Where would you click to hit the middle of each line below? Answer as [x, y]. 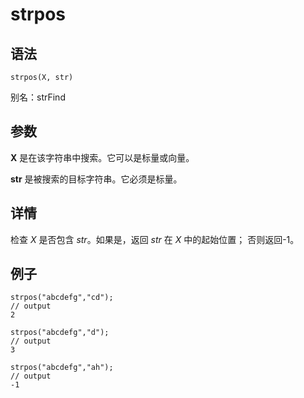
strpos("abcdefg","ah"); [62, 368]
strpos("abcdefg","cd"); [62, 298]
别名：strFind [38, 97]
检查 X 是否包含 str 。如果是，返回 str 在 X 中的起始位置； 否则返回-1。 [155, 239]
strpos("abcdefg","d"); [60, 333]
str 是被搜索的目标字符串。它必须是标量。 [96, 179]
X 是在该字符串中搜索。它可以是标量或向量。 [102, 157]
